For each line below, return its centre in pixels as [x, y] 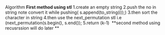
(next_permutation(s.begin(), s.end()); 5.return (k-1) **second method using [83, 23]
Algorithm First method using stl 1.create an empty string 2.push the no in [81, 7]
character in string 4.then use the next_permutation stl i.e [63, 17]
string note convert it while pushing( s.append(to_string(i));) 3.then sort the [82, 12]
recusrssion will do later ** [32, 28]
